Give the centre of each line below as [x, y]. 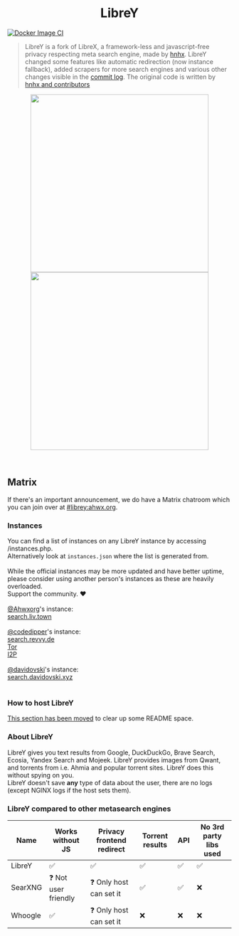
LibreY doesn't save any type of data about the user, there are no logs [110, 782]
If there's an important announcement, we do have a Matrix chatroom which [118, 499]
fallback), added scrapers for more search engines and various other [126, 69]
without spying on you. [41, 775]
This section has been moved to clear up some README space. [101, 718]
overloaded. [25, 586]
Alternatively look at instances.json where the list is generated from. [108, 556]
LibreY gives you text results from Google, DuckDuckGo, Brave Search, [111, 752]
